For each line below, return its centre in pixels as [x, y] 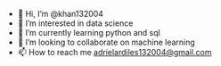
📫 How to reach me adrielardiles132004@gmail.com [115, 52]
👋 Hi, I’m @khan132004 [61, 14]
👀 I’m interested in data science [75, 23]
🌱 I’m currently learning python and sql [89, 33]
